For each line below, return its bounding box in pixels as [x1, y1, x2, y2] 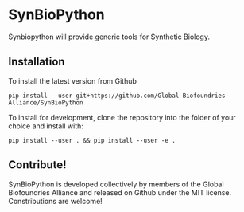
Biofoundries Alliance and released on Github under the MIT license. [8, 187, 232, 197]
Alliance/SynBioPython [8, 98, 83, 107]
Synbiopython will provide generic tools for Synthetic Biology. [8, 32, 211, 41]
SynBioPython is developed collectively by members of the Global [8, 179, 224, 189]
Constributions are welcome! [8, 196, 103, 206]
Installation [8, 55, 65, 69]
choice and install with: [8, 121, 83, 131]
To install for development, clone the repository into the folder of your [8, 112, 236, 122]
